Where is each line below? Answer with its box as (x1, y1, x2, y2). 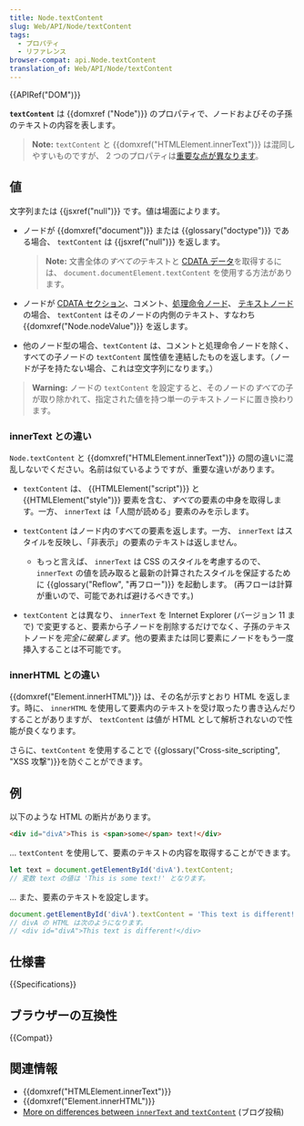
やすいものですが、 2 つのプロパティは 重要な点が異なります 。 (31, 150, 264, 160)
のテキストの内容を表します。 (9, 119, 121, 130)
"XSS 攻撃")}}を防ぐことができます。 (9, 756, 147, 767)
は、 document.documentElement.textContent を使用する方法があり (45, 266, 293, 278)
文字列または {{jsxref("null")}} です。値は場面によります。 (9, 205, 226, 216)
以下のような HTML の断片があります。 (9, 811, 157, 822)
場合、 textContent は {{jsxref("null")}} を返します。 (30, 236, 226, 247)
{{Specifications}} (9, 979, 77, 990)
